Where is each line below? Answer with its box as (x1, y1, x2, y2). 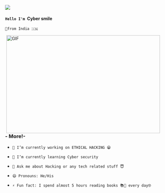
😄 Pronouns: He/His (12, 173, 54, 178)
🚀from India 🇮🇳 (5, 26, 38, 31)
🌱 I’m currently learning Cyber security (12, 154, 98, 159)
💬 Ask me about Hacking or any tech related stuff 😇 (12, 164, 124, 169)
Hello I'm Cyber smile (5, 15, 53, 22)
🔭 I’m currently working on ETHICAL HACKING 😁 (12, 145, 111, 150)
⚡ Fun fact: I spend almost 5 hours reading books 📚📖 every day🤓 (12, 183, 151, 188)
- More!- (5, 133, 26, 140)
